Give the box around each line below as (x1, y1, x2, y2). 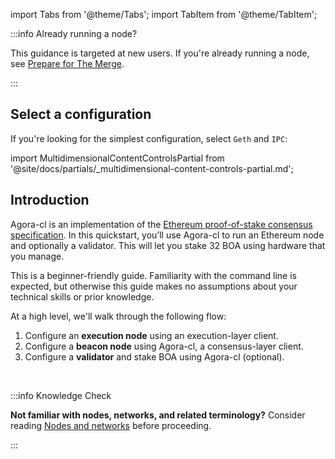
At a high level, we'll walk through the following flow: (10, 310, 227, 322)
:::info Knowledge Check (10, 389, 112, 401)
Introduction (10, 192, 90, 209)
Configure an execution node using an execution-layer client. (24, 329, 279, 341)
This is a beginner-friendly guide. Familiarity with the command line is (10, 269, 297, 281)
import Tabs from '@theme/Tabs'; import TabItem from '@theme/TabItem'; (10, 9, 318, 20)
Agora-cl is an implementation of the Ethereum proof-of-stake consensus (10, 218, 313, 230)
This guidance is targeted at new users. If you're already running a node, (10, 47, 310, 59)
